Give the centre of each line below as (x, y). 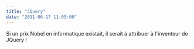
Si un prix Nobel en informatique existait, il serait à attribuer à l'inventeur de (97, 33)
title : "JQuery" (26, 11)
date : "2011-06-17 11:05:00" (42, 17)
